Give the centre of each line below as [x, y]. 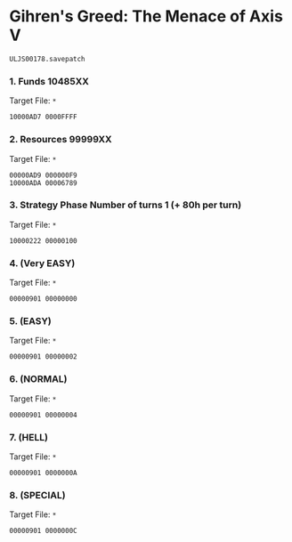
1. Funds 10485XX [49, 81]
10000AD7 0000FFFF [43, 117]
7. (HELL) [29, 437]
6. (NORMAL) [38, 379]
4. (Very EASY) [42, 263]
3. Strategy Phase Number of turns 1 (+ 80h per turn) [126, 205]
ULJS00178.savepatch [48, 59]
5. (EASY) [30, 321]
